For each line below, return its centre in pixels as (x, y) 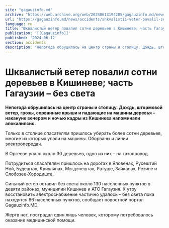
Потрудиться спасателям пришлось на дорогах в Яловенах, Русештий (81, 163)
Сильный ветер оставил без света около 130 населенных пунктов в (78, 183)
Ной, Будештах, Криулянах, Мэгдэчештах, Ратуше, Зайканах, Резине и (81, 168)
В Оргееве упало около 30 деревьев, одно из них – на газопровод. (77, 153)
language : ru (19, 24)
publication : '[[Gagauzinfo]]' (38, 33)
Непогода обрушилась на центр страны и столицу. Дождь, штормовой (84, 107)
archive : (14, 15)
